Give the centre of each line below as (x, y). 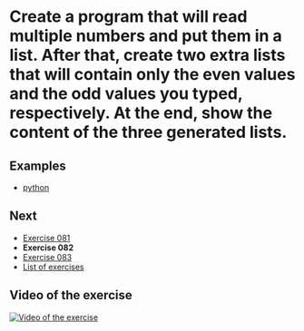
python (36, 187)
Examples (38, 165)
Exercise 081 (46, 238)
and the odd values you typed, (126, 94)
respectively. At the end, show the (141, 113)
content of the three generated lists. (148, 132)
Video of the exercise (71, 295)
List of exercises (53, 267)
